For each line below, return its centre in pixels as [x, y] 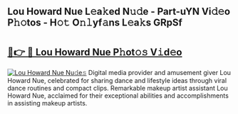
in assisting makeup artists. [47, 103]
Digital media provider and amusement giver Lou [160, 73]
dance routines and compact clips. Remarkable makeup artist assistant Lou [118, 88]
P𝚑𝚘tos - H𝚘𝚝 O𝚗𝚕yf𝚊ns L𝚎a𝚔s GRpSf [95, 23]
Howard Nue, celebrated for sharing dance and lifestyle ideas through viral [117, 80]
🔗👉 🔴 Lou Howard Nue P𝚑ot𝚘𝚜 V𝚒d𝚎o [95, 52]
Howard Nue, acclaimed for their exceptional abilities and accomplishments [118, 96]
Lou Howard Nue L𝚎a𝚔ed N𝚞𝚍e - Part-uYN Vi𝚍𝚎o [119, 12]
